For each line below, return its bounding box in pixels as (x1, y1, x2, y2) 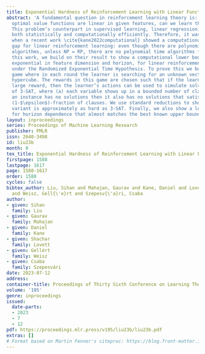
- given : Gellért (6, 247, 51, 253)
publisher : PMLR (6, 128, 48, 134)
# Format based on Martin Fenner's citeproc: (6, 338, 124, 344)
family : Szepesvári (12, 264, 62, 270)
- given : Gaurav (6, 213, 48, 220)
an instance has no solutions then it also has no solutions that (12, 94, 184, 100)
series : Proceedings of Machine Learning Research (6, 123, 138, 129)
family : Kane (12, 230, 45, 236)
